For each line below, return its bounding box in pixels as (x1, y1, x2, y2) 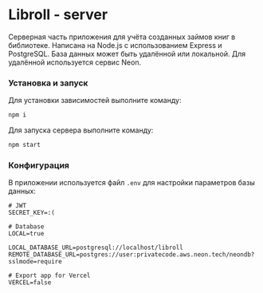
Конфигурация (8, 160, 70, 171)
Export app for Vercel (15, 271, 91, 280)
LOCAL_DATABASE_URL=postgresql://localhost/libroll (8, 244, 183, 252)
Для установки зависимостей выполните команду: (8, 96, 182, 105)
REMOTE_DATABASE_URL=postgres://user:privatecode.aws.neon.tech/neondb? (8, 251, 255, 259)
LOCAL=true (8, 230, 45, 238)
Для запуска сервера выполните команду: (8, 125, 154, 135)
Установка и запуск (8, 77, 88, 89)
